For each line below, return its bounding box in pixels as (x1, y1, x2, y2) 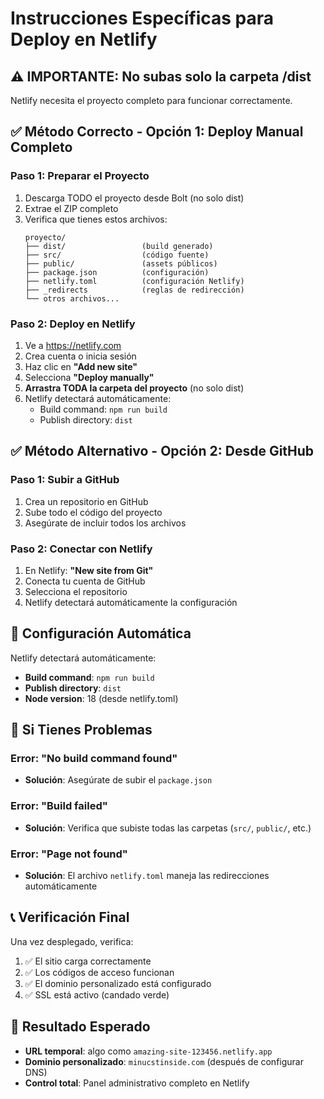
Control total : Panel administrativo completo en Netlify (24, 1077, 250, 1089)
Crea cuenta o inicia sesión (24, 350, 137, 362)
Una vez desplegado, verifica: (10, 935, 134, 947)
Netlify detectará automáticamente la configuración (24, 596, 238, 608)
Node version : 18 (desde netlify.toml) (24, 692, 179, 704)
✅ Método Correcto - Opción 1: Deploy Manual (10, 123, 304, 141)
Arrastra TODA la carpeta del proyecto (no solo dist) (24, 382, 245, 394)
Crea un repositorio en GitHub (24, 495, 149, 507)
